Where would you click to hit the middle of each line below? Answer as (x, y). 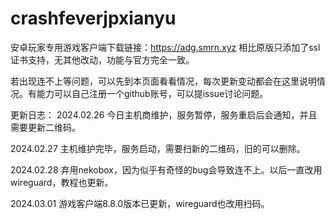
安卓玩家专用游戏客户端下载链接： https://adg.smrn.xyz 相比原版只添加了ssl (165, 47)
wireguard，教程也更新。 (62, 182)
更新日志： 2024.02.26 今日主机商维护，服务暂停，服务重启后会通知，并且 (164, 114)
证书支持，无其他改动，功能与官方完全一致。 (102, 59)
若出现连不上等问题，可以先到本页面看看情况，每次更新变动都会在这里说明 (163, 81)
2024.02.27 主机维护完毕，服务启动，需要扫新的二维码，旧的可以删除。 (158, 148)
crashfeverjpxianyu (93, 18)
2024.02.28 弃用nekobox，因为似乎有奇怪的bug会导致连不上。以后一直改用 (166, 169)
